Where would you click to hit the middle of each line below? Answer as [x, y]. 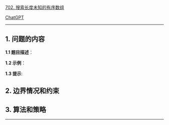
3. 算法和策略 [26, 109]
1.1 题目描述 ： [19, 52]
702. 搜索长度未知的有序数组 [35, 7]
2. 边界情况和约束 [32, 91]
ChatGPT [15, 17]
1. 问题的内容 [25, 39]
